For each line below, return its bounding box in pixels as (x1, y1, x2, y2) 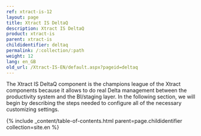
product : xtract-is (6, 31, 55, 37)
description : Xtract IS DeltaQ (6, 25, 85, 32)
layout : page (6, 14, 39, 20)
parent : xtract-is (6, 36, 52, 42)
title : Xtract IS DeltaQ (6, 20, 68, 26)
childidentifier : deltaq (6, 42, 68, 48)
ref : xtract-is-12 (6, 8, 52, 15)
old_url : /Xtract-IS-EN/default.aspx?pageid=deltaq (6, 64, 138, 70)
